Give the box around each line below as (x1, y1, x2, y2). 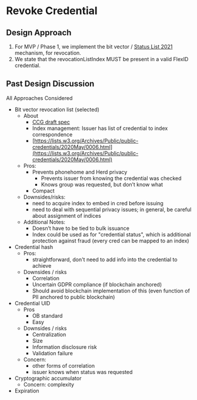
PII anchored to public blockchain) (32, 293, 115, 301)
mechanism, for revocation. (14, 49, 81, 56)
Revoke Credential (6, 4, 98, 18)
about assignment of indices (32, 212, 101, 219)
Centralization (32, 331, 66, 338)
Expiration (14, 387, 39, 394)
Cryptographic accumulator (14, 375, 82, 382)
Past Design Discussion (6, 79, 95, 89)
